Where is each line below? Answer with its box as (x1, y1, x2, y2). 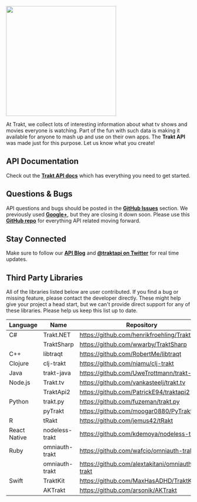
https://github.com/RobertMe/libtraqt (79, 350, 182, 358)
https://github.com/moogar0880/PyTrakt (79, 407, 192, 415)
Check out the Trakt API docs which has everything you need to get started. (6, 172, 191, 179)
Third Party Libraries (6, 273, 83, 283)
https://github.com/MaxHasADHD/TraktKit (79, 477, 196, 485)
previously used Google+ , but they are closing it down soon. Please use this (6, 211, 190, 218)
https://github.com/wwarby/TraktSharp (79, 340, 187, 348)
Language (9, 321, 38, 329)
